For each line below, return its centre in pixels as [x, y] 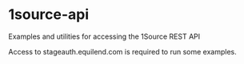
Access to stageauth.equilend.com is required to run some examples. [123, 51]
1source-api [49, 15]
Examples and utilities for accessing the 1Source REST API [104, 36]
